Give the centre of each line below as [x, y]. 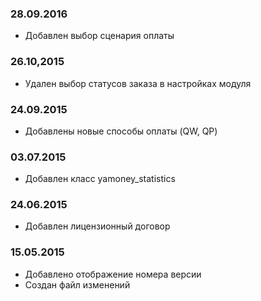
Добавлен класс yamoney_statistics [100, 179]
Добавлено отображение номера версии [113, 274]
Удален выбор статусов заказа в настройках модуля [138, 83]
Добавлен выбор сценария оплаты [99, 36]
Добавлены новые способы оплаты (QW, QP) [121, 131]
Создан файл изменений [77, 284]
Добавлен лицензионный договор [97, 226]
